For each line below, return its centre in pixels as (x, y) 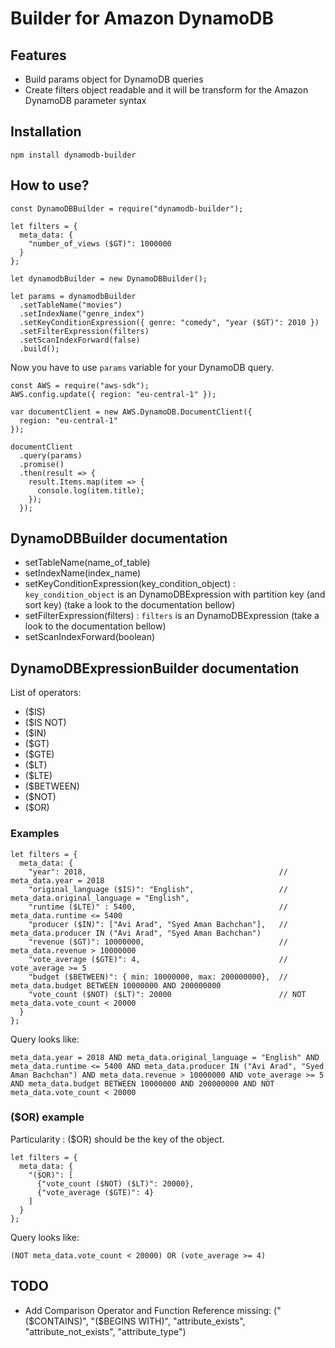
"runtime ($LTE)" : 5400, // (158, 907)
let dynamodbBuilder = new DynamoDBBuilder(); (109, 278)
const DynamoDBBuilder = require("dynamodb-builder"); (127, 208)
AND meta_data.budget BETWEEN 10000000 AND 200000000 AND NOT (142, 1083)
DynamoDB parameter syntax (85, 100)
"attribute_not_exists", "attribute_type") (105, 1331)
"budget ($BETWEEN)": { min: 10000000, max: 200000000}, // (158, 977)
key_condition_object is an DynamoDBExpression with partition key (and (175, 594)
